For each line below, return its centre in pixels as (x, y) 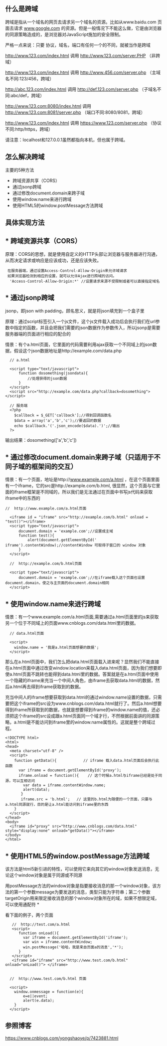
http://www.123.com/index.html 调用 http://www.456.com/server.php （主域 (83, 72)
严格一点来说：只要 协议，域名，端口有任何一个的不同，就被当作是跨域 (78, 45)
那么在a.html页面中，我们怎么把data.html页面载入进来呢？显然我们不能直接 (82, 662)
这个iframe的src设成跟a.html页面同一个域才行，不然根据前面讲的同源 (84, 716)
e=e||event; (36, 996)
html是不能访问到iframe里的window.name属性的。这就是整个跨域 (84, 722)
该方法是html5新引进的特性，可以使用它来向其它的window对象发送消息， (80, 869)
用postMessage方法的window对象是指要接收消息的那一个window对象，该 (81, 886)
